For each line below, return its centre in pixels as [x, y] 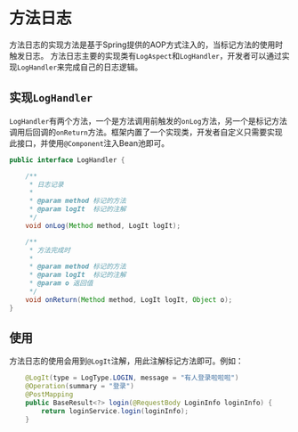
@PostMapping [49, 395]
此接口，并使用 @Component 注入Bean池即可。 [89, 143]
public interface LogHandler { [67, 160]
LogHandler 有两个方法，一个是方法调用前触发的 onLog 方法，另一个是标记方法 [148, 120]
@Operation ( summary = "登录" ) [80, 387]
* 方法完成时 [50, 250]
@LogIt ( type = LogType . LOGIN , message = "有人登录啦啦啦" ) [132, 378]
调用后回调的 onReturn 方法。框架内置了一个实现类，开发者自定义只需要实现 [146, 132]
